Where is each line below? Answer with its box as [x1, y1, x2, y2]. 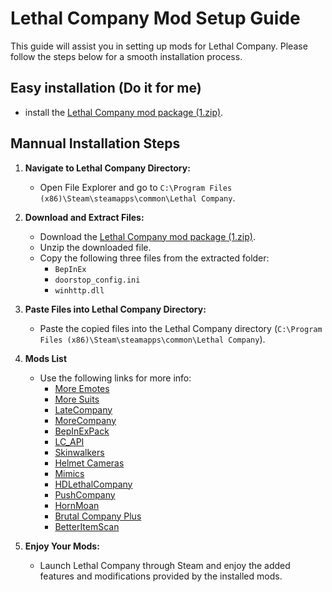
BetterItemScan [54, 520, 120, 532]
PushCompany [54, 488, 116, 501]
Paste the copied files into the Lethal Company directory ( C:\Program [39, 322, 323, 334]
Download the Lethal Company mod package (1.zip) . [39, 230, 256, 242]
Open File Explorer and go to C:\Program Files [39, 181, 233, 193]
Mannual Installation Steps [10, 135, 181, 152]
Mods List [24, 352, 68, 364]
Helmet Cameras [54, 457, 125, 469]
